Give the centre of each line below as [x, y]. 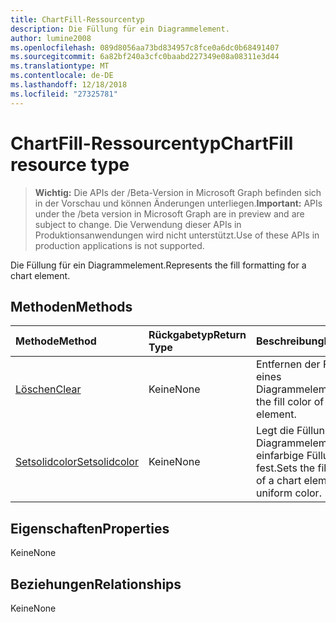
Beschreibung [290, 341]
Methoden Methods [71, 306]
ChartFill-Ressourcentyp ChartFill [152, 143]
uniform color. [288, 493]
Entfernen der [288, 364]
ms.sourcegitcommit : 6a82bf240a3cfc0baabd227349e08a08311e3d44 [145, 57]
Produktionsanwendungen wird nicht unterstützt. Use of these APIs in [177, 235]
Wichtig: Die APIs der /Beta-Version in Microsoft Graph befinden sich [178, 192]
